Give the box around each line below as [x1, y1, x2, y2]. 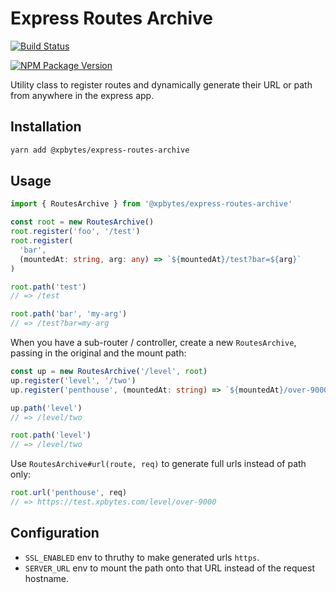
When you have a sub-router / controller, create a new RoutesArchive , [10, 337, 297, 349]
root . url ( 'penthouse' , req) [10, 488, 128, 498]
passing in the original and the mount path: [10, 347, 187, 359]
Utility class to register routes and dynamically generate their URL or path [10, 78, 313, 91]
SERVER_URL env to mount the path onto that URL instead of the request [24, 562, 315, 574]
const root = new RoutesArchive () [10, 217, 155, 227]
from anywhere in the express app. [10, 89, 155, 101]
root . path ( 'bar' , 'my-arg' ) [10, 309, 128, 319]
